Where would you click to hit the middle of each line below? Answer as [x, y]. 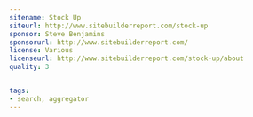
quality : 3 [29, 67]
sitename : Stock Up [45, 17]
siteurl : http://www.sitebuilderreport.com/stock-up [109, 26]
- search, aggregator [49, 98]
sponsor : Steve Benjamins [57, 34]
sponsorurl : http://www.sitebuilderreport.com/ [99, 42]
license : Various [41, 51]
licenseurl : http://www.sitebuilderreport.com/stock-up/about [126, 58]
